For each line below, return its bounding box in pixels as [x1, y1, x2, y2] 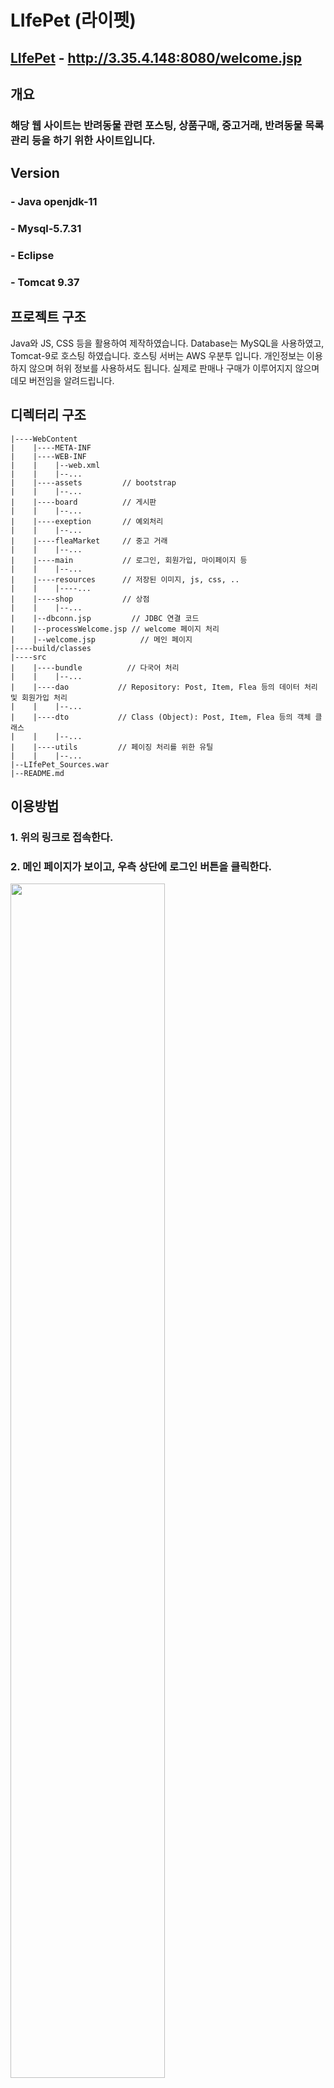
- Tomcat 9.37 [10, 275, 80, 289]
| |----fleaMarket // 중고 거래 [10, 536, 168, 546]
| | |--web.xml [10, 460, 101, 470]
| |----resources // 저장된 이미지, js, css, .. [10, 574, 240, 585]
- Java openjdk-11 [10, 195, 98, 209]
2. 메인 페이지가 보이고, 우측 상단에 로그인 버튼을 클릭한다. [10, 859, 272, 873]
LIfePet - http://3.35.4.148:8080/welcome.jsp [10, 49, 302, 66]
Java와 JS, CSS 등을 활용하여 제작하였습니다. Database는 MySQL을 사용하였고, [10, 337, 325, 349]
